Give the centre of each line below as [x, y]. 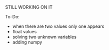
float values [24, 31]
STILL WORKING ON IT [29, 7]
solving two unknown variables [44, 37]
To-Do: [12, 17]
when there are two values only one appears [58, 26]
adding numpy [27, 42]
